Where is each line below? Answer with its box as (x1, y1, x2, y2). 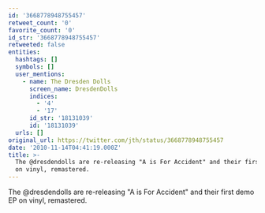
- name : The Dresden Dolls (22, 77, 111, 85)
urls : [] (15, 129, 44, 136)
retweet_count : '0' (8, 19, 73, 27)
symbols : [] (15, 63, 55, 71)
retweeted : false (8, 41, 65, 49)
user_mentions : (15, 70, 65, 78)
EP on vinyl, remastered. (8, 196, 88, 205)
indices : (28, 92, 58, 100)
